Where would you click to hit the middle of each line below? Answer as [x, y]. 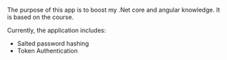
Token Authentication [47, 51]
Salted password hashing [53, 43]
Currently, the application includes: [57, 30]
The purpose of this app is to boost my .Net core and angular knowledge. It [113, 10]
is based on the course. [41, 17]
